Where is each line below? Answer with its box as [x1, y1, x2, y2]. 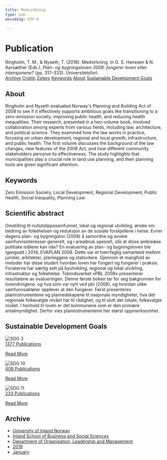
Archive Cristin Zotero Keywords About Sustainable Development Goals [5, 75, 152, 81]
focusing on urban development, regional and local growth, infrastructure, [5, 135, 157, 141]
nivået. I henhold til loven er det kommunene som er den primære [5, 302, 140, 308]
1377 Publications [5, 341, 41, 347]
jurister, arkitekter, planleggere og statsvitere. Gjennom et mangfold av [5, 254, 150, 261]
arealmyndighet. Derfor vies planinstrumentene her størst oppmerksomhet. [5, 308, 160, 314]
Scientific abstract [5, 209, 64, 218]
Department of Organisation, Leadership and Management [12, 438, 133, 444]
